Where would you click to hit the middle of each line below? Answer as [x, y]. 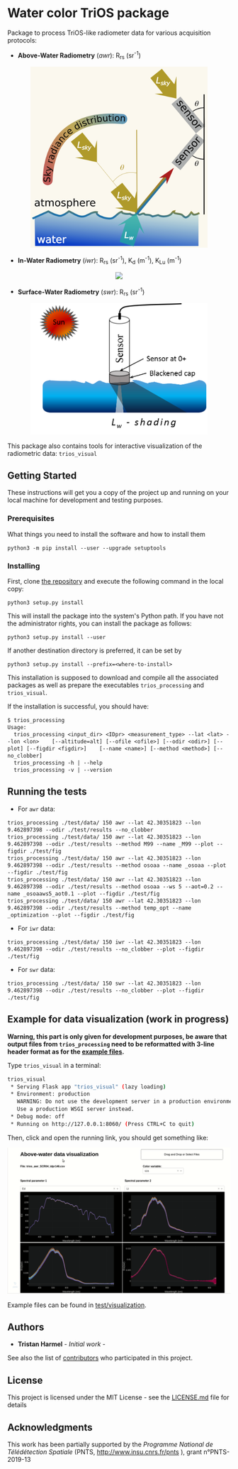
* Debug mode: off [38, 1117]
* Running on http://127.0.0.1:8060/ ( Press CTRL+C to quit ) [102, 1124]
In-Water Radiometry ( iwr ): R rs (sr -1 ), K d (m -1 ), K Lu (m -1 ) [100, 261]
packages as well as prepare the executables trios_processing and [106, 685]
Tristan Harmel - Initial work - [62, 1344]
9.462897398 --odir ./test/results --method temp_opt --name [100, 908]
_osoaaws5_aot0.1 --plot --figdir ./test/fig [91, 894]
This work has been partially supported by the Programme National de [110, 1444]
